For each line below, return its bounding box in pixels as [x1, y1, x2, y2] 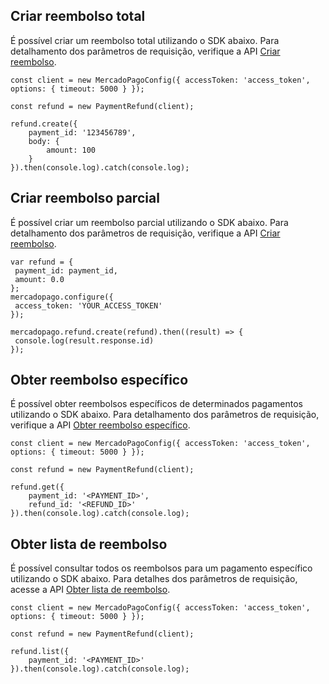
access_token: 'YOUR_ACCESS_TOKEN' [14, 300, 163, 311]
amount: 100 [46, 145, 97, 155]
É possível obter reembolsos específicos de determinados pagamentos [10, 398, 303, 410]
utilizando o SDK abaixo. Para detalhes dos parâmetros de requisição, [10, 573, 298, 585]
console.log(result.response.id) [14, 335, 155, 346]
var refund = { [10, 257, 74, 267]
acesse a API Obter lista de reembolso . [10, 584, 171, 596]
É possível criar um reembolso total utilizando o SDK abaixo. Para [10, 34, 280, 46]
